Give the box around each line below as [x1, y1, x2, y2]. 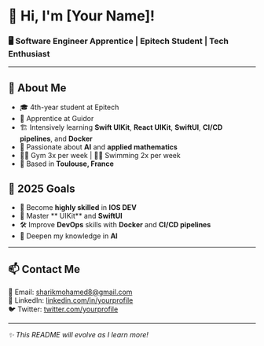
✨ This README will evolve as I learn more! [8, 329, 149, 339]
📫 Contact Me [8, 263, 81, 276]
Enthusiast [8, 49, 50, 60]
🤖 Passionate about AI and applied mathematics [19, 142, 178, 152]
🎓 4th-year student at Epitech [19, 102, 119, 112]
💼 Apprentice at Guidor [19, 114, 94, 123]
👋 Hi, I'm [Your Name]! [8, 7, 156, 25]
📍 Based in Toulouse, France [19, 159, 114, 168]
